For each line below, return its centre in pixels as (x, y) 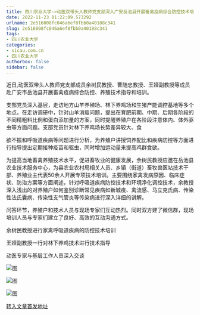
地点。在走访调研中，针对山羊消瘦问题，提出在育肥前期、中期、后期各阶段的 (100, 112)
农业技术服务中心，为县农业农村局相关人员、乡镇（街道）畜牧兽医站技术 (95, 168)
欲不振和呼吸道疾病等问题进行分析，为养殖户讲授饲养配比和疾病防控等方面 (97, 140)
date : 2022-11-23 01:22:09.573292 (49, 17)
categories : (21, 45)
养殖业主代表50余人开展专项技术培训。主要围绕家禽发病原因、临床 (98, 175)
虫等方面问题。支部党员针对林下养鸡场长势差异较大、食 (74, 127)
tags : (13, 34)
